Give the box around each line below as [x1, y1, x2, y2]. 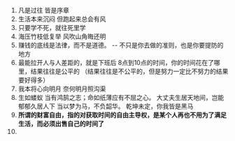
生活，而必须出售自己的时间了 [17, 119, 104, 128]
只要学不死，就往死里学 [17, 24, 86, 31]
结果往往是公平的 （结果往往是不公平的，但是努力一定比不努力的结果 [30, 67, 229, 75]
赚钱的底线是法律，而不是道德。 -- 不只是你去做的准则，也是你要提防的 [17, 41, 224, 49]
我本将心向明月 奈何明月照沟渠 [17, 84, 106, 93]
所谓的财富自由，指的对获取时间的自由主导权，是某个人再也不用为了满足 [17, 111, 227, 119]
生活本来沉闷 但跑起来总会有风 [17, 15, 106, 23]
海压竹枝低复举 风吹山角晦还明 [17, 32, 106, 40]
